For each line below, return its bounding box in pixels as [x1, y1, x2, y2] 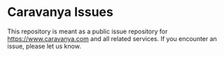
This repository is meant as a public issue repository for [7, 27, 168, 35]
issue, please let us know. [7, 42, 82, 50]
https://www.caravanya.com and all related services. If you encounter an [7, 34, 217, 42]
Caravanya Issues [7, 4, 113, 20]
